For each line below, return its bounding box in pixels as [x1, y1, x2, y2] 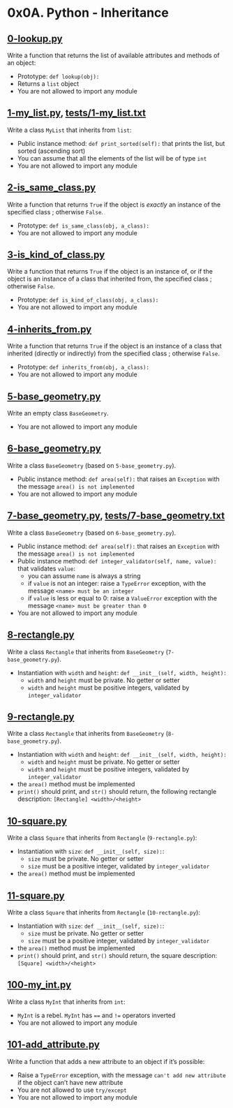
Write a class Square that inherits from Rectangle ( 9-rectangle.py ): [7, 834, 197, 842]
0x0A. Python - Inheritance [7, 5, 169, 21]
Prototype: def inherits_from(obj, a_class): [17, 363, 150, 371]
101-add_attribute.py [7, 1039, 100, 1051]
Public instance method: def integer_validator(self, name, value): [17, 556, 217, 565]
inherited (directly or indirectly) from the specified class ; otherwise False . [7, 349, 220, 357]
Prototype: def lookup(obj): [17, 72, 100, 80]
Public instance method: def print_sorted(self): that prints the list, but [17, 139, 225, 147]
